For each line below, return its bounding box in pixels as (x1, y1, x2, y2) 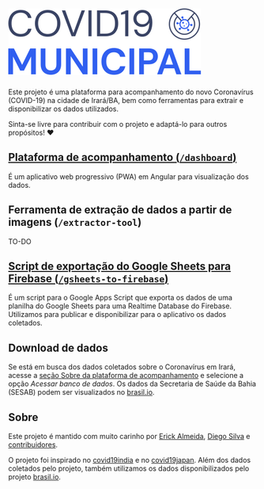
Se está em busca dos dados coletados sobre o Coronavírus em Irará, (8, 362, 236, 372)
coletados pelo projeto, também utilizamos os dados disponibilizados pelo (8, 464, 250, 473)
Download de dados (8, 341, 108, 354)
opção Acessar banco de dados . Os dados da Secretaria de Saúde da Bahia (8, 379, 257, 388)
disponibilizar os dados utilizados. (8, 104, 119, 113)
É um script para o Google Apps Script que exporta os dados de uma (8, 293, 233, 303)
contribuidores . (8, 440, 58, 449)
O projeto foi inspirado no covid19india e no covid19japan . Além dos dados (8, 456, 251, 464)
